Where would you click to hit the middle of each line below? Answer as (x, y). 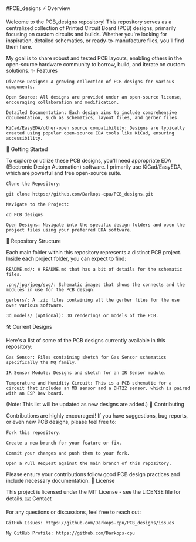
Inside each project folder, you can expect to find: (66, 258)
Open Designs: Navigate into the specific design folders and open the (95, 225)
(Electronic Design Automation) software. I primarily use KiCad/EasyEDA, (94, 167)
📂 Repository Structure (34, 241)
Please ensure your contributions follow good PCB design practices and (93, 474)
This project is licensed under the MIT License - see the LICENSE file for (93, 492)
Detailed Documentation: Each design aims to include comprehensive (92, 113)
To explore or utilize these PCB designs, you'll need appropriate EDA (89, 161)
